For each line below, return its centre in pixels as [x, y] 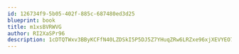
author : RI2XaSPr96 [36, 33]
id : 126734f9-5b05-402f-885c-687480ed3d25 [71, 14]
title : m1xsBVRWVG [34, 27]
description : [27, 40]
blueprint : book [31, 20]
